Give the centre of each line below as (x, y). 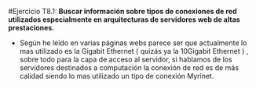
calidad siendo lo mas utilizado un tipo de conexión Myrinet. (117, 76)
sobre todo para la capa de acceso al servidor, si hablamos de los (126, 59)
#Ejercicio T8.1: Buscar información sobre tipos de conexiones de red (123, 11)
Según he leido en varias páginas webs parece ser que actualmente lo (133, 43)
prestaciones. (31, 28)
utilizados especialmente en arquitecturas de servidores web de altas (124, 19)
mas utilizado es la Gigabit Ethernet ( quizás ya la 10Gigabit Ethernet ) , (134, 51)
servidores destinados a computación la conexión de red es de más (129, 68)
